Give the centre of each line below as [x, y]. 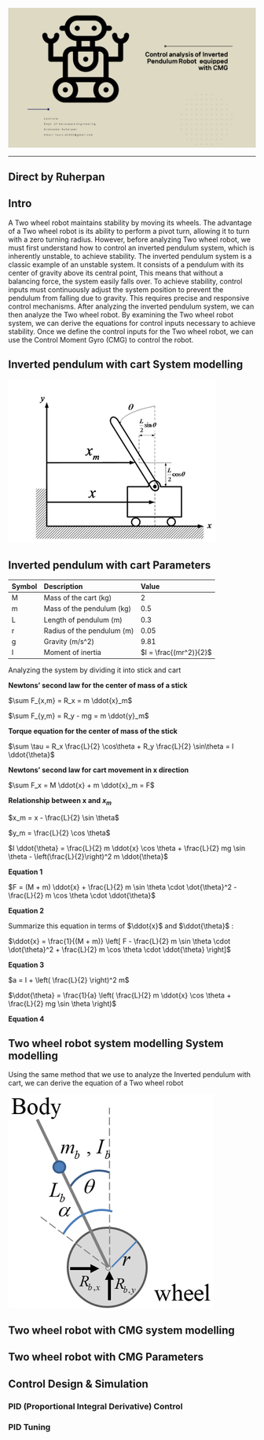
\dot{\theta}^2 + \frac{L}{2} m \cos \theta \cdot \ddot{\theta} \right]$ [120, 950]
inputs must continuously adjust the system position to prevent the [116, 289]
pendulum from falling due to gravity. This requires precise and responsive [129, 298]
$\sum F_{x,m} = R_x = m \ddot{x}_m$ [70, 700]
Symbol [24, 586]
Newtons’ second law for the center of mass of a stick [98, 685]
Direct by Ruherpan [57, 177]
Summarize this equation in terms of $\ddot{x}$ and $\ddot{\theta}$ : [121, 926]
